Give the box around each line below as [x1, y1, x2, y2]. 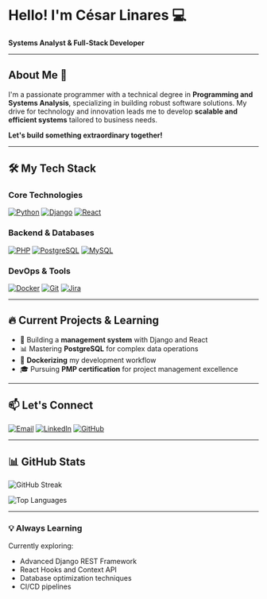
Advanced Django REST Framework [19, 556, 137, 566]
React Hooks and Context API [19, 565, 118, 574]
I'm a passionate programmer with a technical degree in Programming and [8, 89, 253, 99]
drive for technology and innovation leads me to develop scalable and [8, 106, 238, 116]
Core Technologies [8, 190, 83, 201]
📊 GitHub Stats [8, 455, 86, 469]
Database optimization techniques [19, 573, 133, 582]
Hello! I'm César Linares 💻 [8, 6, 187, 25]
